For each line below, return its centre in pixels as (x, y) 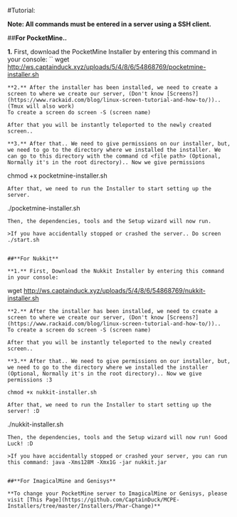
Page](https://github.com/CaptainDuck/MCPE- (112, 500)
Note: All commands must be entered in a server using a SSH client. (109, 24)
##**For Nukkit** (33, 259)
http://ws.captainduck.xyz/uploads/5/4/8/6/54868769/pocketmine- (107, 67)
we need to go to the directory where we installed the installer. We (114, 150)
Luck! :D (20, 444)
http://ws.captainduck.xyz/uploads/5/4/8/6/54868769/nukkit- (115, 291)
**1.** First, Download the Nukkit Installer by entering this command (116, 271)
